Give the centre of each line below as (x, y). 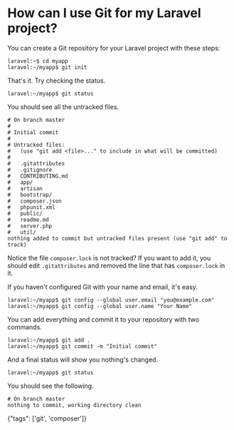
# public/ (25, 213)
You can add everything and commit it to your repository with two (103, 319)
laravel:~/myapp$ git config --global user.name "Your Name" (100, 306)
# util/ (22, 232)
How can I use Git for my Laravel (104, 13)
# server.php (30, 226)
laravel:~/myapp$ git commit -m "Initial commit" (83, 346)
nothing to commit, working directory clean (74, 405)
